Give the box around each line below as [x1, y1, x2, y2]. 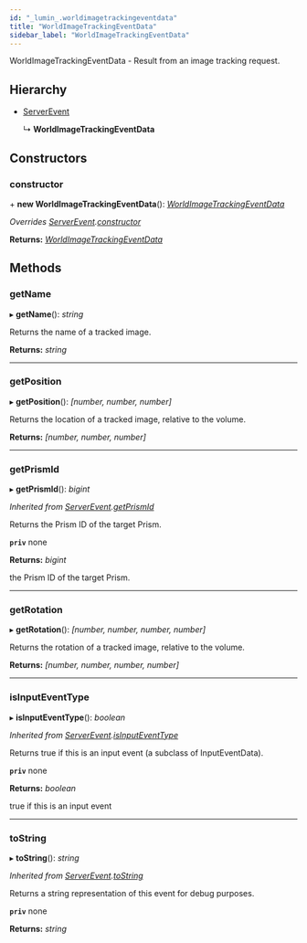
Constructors [9, 150, 88, 165]
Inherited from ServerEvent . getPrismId [9, 502, 154, 513]
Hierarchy [9, 81, 68, 97]
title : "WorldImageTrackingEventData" [9, 22, 157, 31]
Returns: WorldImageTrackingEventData [9, 234, 163, 245]
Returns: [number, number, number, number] [9, 660, 180, 671]
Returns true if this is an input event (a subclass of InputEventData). [9, 747, 264, 758]
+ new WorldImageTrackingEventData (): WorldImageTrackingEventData [9, 198, 285, 209]
